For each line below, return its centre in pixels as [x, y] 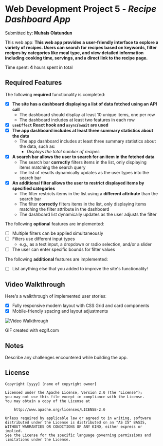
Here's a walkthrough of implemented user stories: [56, 296]
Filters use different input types [44, 239]
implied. [14, 431]
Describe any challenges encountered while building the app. [66, 358]
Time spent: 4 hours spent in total [39, 67]
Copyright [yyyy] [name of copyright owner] [51, 384]
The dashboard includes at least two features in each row [77, 120]
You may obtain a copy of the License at [48, 401]
